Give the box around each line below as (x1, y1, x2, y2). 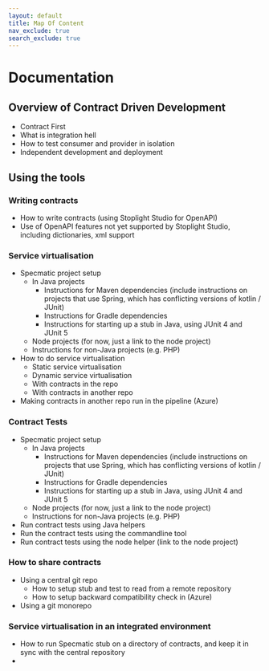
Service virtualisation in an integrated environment (8, 620, 211, 632)
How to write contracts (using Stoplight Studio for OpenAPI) (19, 213, 218, 222)
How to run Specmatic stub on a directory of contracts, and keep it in (19, 639, 249, 649)
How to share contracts (8, 557, 102, 568)
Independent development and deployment (19, 148, 163, 157)
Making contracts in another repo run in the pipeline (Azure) (19, 396, 219, 406)
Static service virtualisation (31, 362, 122, 372)
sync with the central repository (19, 648, 126, 657)
